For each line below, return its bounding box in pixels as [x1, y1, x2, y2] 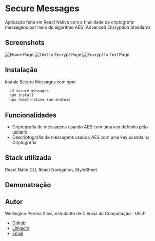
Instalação [5, 66, 38, 74]
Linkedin [12, 225, 30, 231]
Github [12, 220, 26, 226]
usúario [12, 129, 28, 135]
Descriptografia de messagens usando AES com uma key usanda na [12, 134, 150, 140]
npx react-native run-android [9, 97, 71, 102]
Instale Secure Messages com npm [5, 79, 76, 85]
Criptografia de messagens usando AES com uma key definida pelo [12, 124, 148, 130]
